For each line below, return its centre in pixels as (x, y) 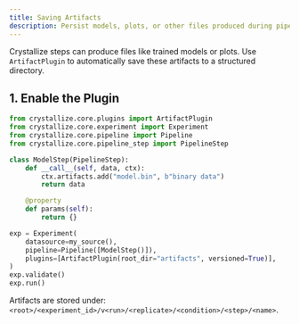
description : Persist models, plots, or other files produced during (141, 26)
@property (44, 201)
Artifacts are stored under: (58, 301)
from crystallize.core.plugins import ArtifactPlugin (111, 119)
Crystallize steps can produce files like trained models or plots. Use (133, 51)
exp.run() (28, 283)
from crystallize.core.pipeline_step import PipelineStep (119, 144)
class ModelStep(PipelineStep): (69, 160)
